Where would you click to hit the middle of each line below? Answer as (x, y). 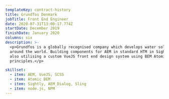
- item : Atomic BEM (30, 79)
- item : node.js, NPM (32, 88)
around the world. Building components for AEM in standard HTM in (82, 51)
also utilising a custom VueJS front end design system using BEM (81, 56)
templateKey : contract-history (38, 10)
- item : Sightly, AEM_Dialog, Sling (48, 84)
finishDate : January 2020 (32, 33)
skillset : (16, 70)
